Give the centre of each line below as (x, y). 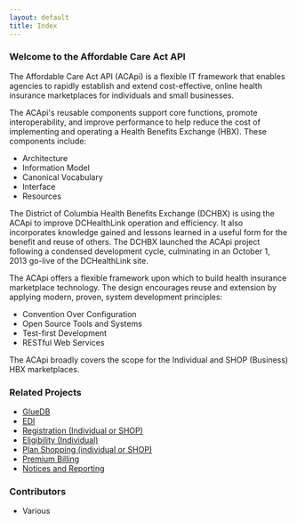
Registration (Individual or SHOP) (83, 431)
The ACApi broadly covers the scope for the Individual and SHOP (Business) (149, 360)
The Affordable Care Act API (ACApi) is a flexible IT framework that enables (148, 76)
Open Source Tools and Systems (82, 323)
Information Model (56, 168)
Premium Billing (51, 459)
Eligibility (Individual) (60, 440)
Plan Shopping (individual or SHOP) (87, 450)
